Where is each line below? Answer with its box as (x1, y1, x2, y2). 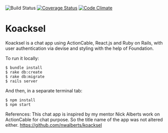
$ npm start (5, 102, 31, 107)
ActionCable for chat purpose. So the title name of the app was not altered (5, 116, 163, 123)
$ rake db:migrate (5, 74, 45, 79)
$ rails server (5, 79, 38, 84)
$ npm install (5, 98, 36, 103)
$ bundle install (5, 65, 43, 70)
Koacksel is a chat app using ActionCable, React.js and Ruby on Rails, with (5, 40, 163, 46)
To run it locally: (5, 55, 40, 61)
